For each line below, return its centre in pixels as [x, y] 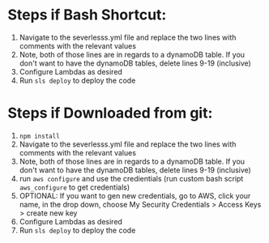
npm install [39, 136]
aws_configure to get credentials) [75, 187]
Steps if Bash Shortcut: [87, 15]
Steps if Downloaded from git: [110, 113]
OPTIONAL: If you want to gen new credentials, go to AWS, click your [135, 195]
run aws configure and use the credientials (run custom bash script [131, 178]
